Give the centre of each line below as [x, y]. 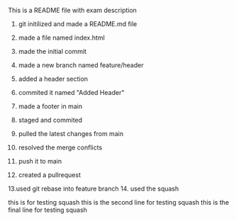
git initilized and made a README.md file [78, 24]
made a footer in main [50, 106]
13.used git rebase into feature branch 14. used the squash [94, 188]
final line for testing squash [48, 210]
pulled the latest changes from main [71, 134]
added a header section [53, 79]
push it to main [40, 161]
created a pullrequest [49, 175]
